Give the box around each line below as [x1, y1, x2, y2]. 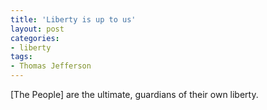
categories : [10, 33, 60, 43]
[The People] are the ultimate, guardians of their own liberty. [10, 89, 259, 100]
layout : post [10, 24, 65, 34]
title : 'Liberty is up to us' [10, 14, 137, 25]
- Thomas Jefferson [10, 61, 92, 71]
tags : [10, 52, 33, 62]
